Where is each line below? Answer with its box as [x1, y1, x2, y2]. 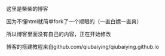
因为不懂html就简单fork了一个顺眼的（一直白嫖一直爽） [6, 18, 142, 25]
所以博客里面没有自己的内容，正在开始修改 [6, 30, 111, 38]
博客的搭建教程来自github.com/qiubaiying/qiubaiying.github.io [6, 43, 160, 50]
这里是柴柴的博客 [6, 5, 48, 12]
